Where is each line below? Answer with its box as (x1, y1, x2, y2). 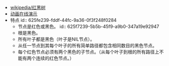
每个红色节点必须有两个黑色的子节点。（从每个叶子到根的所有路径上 (17, 49, 160, 55)
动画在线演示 (10, 11, 37, 17)
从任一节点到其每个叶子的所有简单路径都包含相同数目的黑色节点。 (17, 43, 157, 48)
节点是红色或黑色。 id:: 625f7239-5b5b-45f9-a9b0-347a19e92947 (17, 23, 160, 29)
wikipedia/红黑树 (10, 5, 46, 10)
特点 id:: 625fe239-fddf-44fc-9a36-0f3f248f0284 (10, 17, 117, 23)
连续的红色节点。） (35, 55, 74, 61)
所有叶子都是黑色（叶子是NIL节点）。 (17, 36, 95, 42)
